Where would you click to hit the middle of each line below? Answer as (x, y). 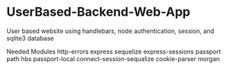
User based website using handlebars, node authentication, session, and (111, 31)
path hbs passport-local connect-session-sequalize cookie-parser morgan (113, 58)
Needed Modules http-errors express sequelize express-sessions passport (114, 51)
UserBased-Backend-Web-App (99, 12)
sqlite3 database (30, 38)
